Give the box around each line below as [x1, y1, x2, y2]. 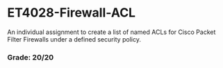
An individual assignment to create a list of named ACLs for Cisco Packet [7, 28, 216, 36]
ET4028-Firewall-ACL [7, 5, 136, 21]
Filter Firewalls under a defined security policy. [7, 35, 141, 43]
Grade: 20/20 [7, 52, 54, 62]
